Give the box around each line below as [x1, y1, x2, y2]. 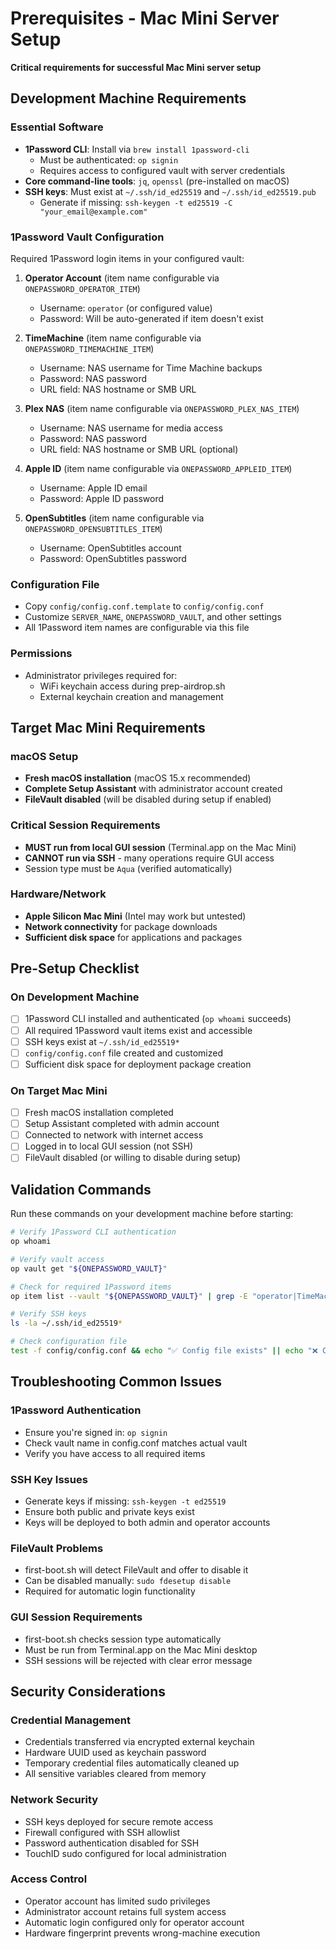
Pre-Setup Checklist [10, 960, 140, 977]
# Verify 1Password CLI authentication [10, 1227, 177, 1237]
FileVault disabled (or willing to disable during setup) [24, 1152, 242, 1164]
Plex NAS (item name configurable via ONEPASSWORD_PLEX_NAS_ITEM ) [24, 402, 300, 414]
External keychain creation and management [39, 690, 224, 702]
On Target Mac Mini [10, 1083, 108, 1097]
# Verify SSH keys [10, 1309, 87, 1319]
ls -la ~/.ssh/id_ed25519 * [10, 1318, 123, 1329]
